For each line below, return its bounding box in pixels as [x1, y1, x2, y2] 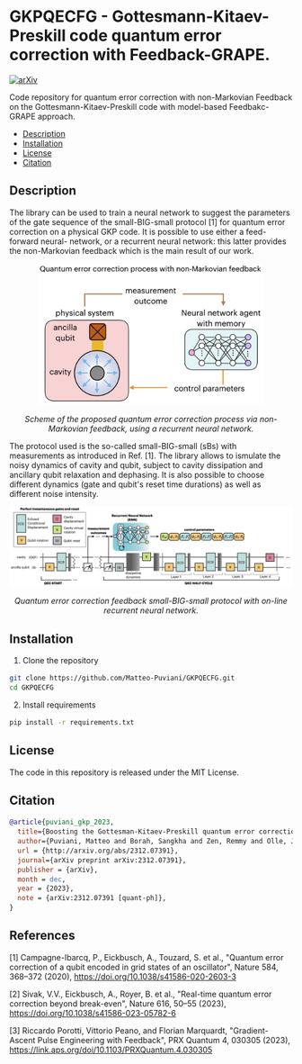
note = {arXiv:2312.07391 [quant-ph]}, [17, 894, 167, 903]
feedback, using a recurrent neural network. [89, 423, 254, 434]
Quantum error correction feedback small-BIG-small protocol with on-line [14, 596, 288, 607]
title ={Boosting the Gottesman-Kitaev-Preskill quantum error [17, 827, 255, 836]
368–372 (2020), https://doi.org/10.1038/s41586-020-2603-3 [9, 970, 236, 982]
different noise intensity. [9, 488, 99, 499]
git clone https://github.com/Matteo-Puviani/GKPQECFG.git [9, 673, 235, 683]
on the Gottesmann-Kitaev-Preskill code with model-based [9, 101, 227, 112]
